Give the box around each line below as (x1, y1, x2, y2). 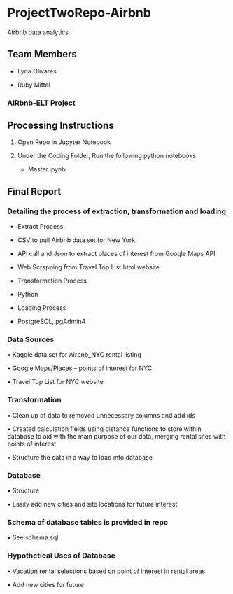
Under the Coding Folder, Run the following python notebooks (17, 152, 197, 160)
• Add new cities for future (7, 580, 84, 588)
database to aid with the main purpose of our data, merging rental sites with (7, 432, 226, 440)
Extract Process (17, 222, 64, 231)
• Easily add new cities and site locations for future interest (7, 500, 178, 509)
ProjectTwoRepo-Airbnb (7, 5, 152, 21)
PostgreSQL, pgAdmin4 (17, 317, 86, 326)
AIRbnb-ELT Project (7, 98, 76, 108)
